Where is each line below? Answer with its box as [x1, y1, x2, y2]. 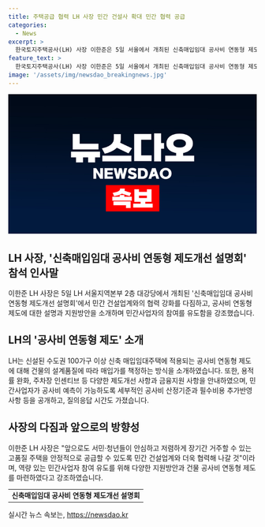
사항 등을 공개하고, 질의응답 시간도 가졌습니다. [8, 395, 150, 405]
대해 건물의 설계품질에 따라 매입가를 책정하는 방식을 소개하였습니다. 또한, [16, 365, 240, 375]
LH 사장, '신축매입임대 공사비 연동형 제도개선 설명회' [8, 251, 247, 264]
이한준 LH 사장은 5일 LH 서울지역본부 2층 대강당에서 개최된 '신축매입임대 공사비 [8, 289, 254, 298]
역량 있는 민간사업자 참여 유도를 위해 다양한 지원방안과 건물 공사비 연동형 [18, 462, 242, 473]
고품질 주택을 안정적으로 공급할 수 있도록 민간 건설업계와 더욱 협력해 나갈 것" [8, 453, 243, 462]
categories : [8, 21, 47, 29]
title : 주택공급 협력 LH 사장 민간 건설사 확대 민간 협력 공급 [8, 13, 185, 21]
